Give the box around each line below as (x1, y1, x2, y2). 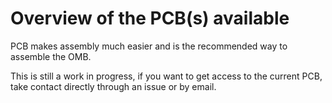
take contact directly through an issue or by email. (10, 80, 217, 92)
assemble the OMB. (10, 50, 92, 62)
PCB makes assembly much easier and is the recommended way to (10, 40, 288, 52)
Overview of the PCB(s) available (10, 7, 290, 30)
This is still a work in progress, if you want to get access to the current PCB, (10, 70, 323, 82)
